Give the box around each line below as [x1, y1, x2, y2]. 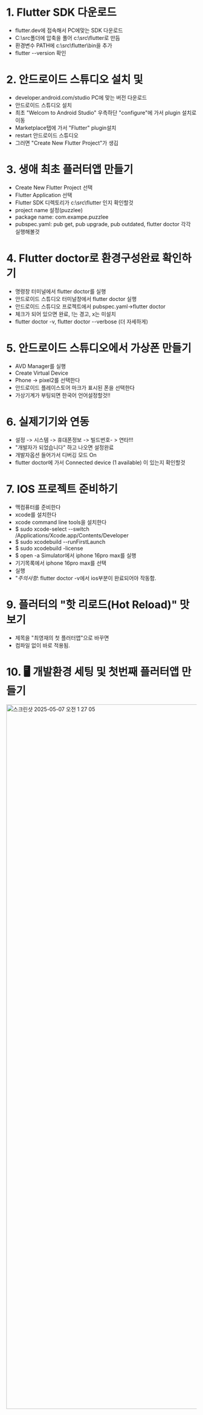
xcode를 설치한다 [14, 511, 57, 518]
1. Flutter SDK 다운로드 [6, 5, 117, 19]
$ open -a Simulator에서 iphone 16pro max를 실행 [14, 551, 137, 559]
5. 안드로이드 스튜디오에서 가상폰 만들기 [6, 341, 192, 355]
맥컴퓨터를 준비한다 [14, 503, 61, 511]
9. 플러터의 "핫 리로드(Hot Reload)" [6, 598, 178, 611]
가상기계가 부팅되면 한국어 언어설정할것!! [14, 391, 111, 399]
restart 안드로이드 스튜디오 [14, 131, 79, 139]
